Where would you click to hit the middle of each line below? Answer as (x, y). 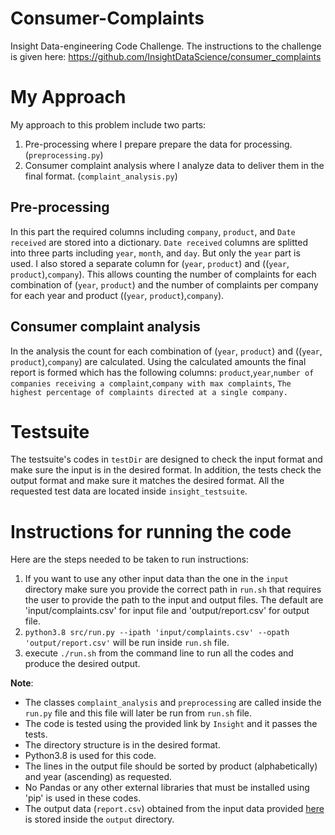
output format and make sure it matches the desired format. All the (147, 481)
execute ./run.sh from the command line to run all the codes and (159, 653)
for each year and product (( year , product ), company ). (117, 295)
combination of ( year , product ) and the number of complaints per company (164, 284)
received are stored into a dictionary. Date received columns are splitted (159, 242)
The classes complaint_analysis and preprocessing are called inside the (173, 703)
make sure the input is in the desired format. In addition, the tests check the (166, 470)
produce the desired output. (82, 664)
